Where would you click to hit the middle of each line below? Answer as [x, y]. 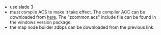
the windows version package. [41, 22]
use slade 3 [21, 7]
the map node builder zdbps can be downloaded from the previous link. [82, 27]
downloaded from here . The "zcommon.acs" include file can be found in [83, 17]
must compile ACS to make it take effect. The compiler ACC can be [78, 12]
